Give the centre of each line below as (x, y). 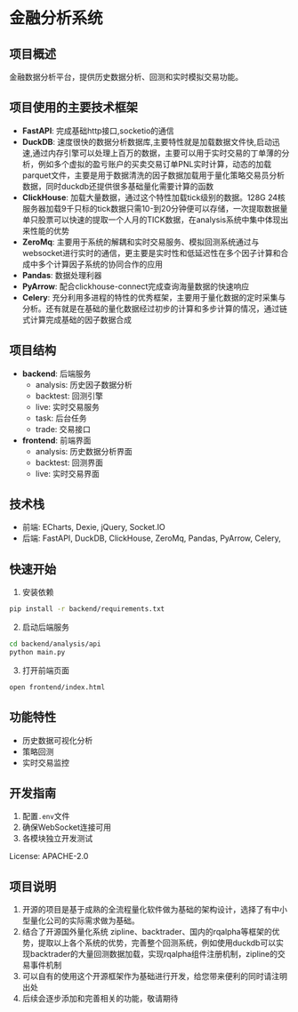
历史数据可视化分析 (57, 740)
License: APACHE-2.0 (49, 856)
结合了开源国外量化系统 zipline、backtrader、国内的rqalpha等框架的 (147, 932)
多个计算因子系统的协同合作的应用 (100, 264)
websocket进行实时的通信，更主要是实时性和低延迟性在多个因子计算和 (151, 253)
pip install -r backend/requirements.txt (87, 609)
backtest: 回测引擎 (69, 396)
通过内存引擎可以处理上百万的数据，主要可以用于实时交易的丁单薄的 (157, 153)
